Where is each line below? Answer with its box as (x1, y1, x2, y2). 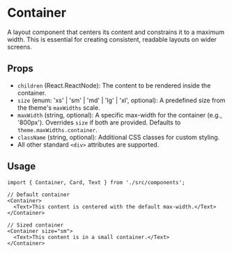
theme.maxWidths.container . (17, 125, 98, 133)
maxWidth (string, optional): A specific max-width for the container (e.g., (17, 111, 222, 119)
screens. (7, 42, 33, 51)
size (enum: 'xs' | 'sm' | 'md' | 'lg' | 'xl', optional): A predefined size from (17, 96, 226, 104)
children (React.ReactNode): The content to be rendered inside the (17, 81, 211, 90)
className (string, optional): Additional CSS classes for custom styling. (17, 133, 220, 141)
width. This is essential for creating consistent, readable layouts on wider (7, 35, 217, 43)
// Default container (7, 191, 70, 198)
